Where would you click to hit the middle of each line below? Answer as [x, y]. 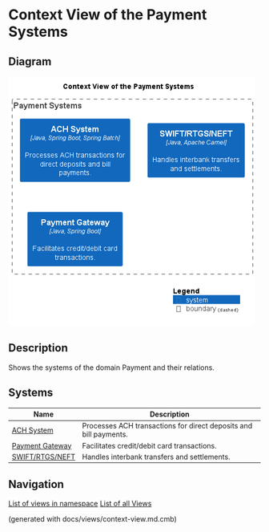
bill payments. [105, 434]
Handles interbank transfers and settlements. [156, 457]
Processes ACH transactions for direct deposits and [167, 426]
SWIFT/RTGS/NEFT [44, 457]
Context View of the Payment [108, 15]
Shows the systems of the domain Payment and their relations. [111, 368]
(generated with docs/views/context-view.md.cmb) [93, 519]
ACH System [32, 430]
